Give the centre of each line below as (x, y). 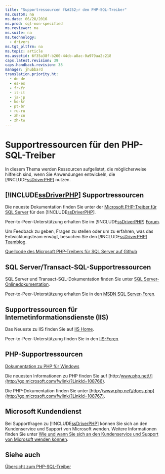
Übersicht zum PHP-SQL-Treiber (38, 467)
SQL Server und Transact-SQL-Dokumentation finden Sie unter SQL (74, 279)
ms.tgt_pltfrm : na (24, 47)
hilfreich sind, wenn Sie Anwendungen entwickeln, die (60, 174)
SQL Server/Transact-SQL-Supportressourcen (78, 267)
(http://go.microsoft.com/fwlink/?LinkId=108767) (55, 396)
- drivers (20, 42)
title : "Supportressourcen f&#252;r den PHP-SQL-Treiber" (66, 10)
